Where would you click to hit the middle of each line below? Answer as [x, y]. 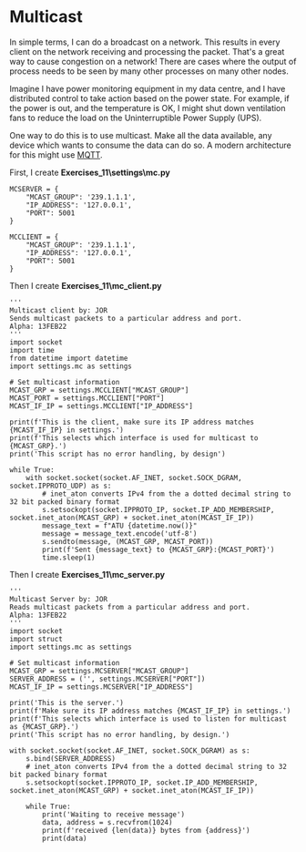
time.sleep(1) [69, 558]
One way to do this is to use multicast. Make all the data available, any [141, 135]
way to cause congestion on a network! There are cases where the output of [153, 61]
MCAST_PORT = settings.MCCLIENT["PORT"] [87, 398]
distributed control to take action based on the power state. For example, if [149, 98]
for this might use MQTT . [56, 154]
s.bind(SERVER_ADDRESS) [71, 758]
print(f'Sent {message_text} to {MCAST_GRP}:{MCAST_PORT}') [158, 549]
